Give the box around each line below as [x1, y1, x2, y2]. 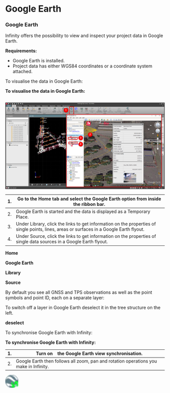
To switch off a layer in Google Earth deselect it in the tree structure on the [5, 304, 161, 310]
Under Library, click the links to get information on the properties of [16, 221, 156, 227]
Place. [16, 213, 29, 220]
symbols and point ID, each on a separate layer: [5, 295, 105, 301]
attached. [12, 68, 33, 75]
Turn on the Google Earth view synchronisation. [36, 350, 143, 356]
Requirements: [5, 48, 37, 54]
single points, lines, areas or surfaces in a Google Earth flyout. [16, 226, 145, 232]
